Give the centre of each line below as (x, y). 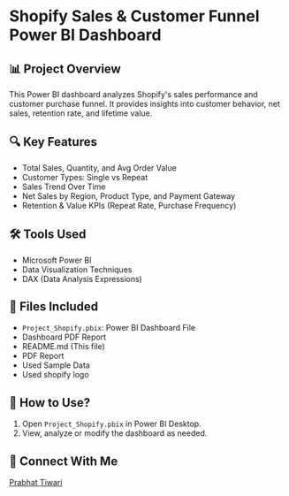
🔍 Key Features (53, 142)
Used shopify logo (56, 375)
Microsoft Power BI (57, 260)
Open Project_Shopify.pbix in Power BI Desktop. (111, 424)
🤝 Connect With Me (64, 461)
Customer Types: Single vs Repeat (85, 177)
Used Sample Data (56, 365)
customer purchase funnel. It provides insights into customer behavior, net (145, 104)
